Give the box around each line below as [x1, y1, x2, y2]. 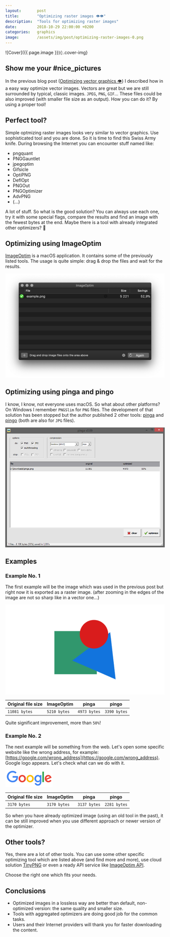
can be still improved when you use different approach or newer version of [5, 818, 161, 824]
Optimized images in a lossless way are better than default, [12, 900, 136, 906]
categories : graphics [5, 29, 56, 35]
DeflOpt [12, 177, 29, 183]
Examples [5, 557, 37, 565]
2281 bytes [104, 802, 127, 807]
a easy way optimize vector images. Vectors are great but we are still [5, 85, 149, 91]
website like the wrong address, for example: [5, 749, 99, 755]
